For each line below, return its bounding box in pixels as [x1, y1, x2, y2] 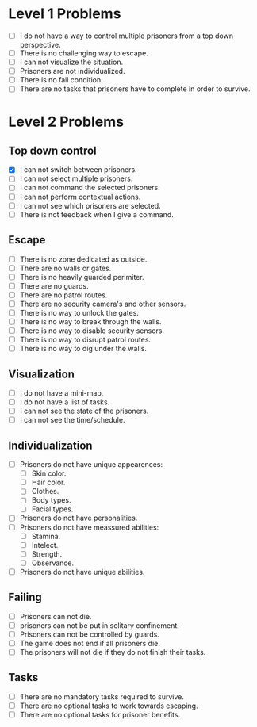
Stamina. [31, 531, 61, 541]
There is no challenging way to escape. [19, 48, 148, 58]
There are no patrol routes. [19, 290, 108, 300]
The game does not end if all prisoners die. [19, 638, 161, 648]
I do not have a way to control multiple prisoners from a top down [19, 31, 234, 40]
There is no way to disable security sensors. [19, 326, 165, 335]
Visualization [8, 367, 75, 381]
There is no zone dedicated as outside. [19, 254, 148, 264]
